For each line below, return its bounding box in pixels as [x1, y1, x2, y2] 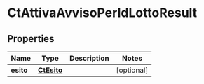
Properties [7, 33, 55, 45]
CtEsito [37, 65, 63, 75]
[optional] [116, 65, 149, 75]
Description [69, 54, 110, 63]
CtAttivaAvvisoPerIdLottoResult [7, 5, 198, 21]
